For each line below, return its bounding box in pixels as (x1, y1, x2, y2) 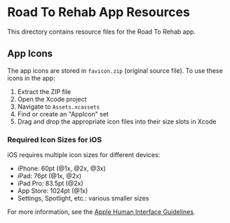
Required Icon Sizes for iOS (7, 135, 102, 144)
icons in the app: (7, 74, 55, 82)
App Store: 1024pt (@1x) (17, 187, 88, 195)
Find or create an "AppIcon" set (17, 109, 109, 118)
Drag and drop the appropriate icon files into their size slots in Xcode (17, 117, 217, 126)
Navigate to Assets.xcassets (17, 102, 100, 111)
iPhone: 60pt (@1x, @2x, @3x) (17, 164, 107, 173)
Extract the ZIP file (17, 87, 72, 95)
